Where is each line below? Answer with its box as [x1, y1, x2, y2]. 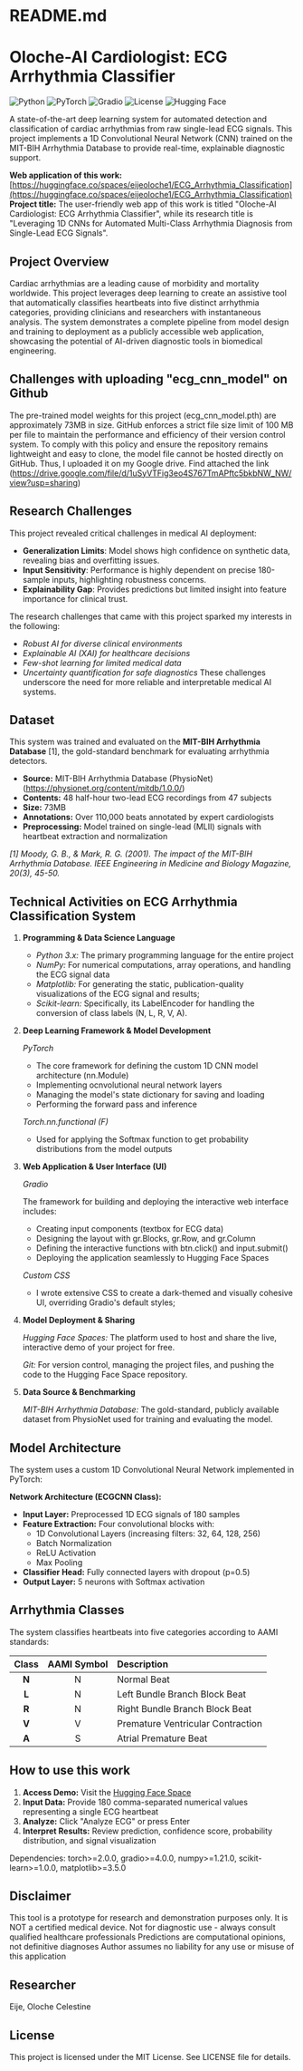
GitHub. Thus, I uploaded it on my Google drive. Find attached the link [9, 458, 270, 469]
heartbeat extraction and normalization [22, 831, 168, 842]
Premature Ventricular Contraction [117, 1717, 262, 1729]
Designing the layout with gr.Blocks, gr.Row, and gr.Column [35, 1234, 256, 1244]
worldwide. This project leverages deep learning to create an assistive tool [9, 287, 288, 298]
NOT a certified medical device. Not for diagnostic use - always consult [9, 1922, 276, 1933]
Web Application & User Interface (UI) [22, 1161, 167, 1172]
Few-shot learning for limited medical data [22, 657, 183, 668]
